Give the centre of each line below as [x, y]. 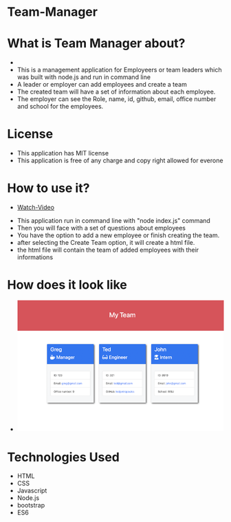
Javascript [32, 491]
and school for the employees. [60, 107]
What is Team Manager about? [96, 44]
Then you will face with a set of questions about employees [101, 228]
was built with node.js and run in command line [84, 77]
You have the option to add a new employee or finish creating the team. [118, 235]
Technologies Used [64, 457]
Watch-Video [36, 207]
